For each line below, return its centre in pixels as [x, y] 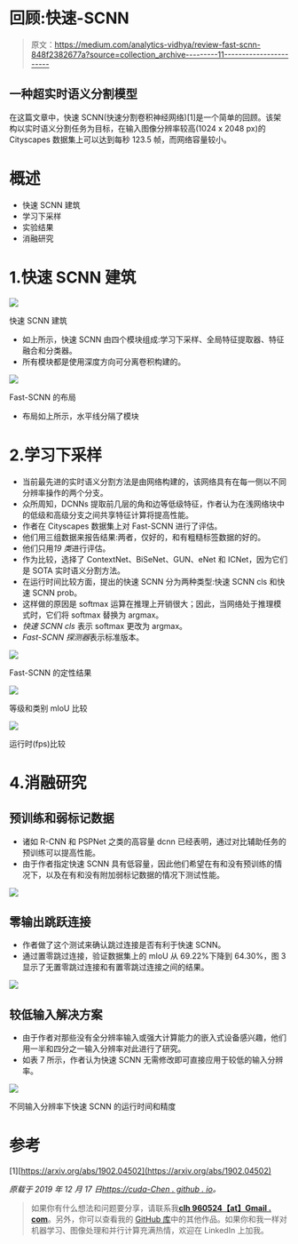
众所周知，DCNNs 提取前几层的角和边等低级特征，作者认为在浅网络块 [149, 504]
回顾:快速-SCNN [70, 18]
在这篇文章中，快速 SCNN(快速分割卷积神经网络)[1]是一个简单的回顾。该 [141, 117]
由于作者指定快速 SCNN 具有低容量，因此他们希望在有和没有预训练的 [148, 864]
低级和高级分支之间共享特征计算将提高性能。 [111, 514]
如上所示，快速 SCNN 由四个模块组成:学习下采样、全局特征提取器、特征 [153, 339]
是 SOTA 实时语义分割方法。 [74, 570]
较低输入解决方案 [56, 1014]
